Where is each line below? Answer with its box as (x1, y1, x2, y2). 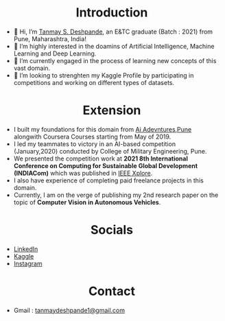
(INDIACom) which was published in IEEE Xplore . (13, 169, 153, 177)
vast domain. (13, 64, 51, 72)
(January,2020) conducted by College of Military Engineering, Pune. (13, 147, 207, 155)
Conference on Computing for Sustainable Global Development (13, 161, 198, 169)
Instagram (13, 259, 43, 267)
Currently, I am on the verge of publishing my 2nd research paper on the (13, 191, 219, 199)
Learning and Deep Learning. (13, 49, 97, 58)
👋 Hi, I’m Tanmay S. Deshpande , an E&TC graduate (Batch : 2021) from (13, 27, 213, 36)
